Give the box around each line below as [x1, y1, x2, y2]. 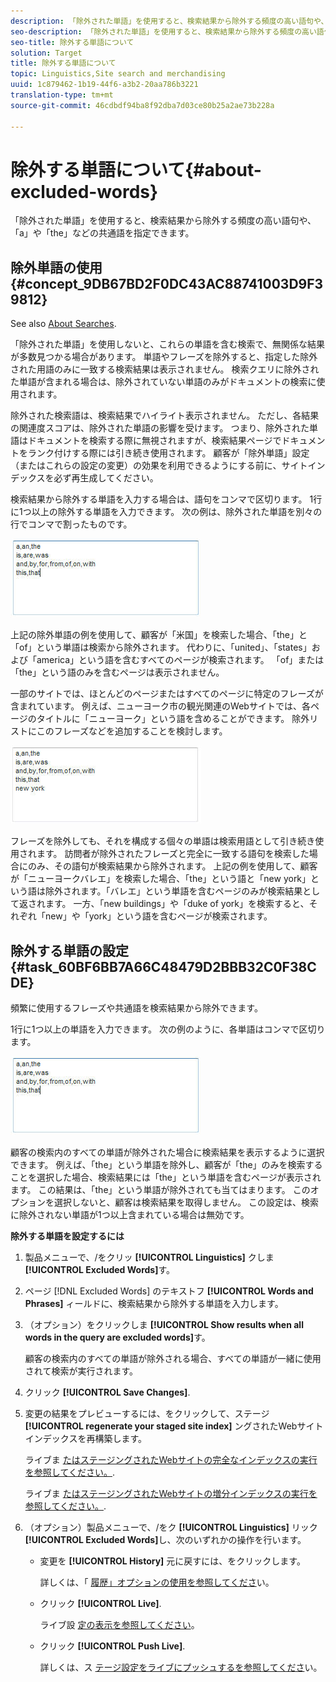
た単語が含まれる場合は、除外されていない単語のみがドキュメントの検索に [10, 376, 317, 388]
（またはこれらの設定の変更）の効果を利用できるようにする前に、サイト [10, 460, 308, 472]
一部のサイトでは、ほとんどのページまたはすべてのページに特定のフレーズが [10, 688, 324, 700]
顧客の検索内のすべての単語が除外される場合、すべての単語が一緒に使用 [24, 1353, 322, 1365]
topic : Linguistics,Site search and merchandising [10, 69, 226, 79]
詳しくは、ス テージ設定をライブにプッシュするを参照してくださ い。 [39, 1661, 323, 1674]
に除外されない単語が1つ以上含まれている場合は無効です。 [10, 1209, 250, 1221]
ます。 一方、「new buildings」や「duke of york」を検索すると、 [44, 898, 310, 910]
